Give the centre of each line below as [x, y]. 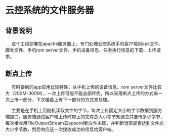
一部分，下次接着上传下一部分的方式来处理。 [65, 100]
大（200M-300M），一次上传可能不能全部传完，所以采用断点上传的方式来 [82, 93]
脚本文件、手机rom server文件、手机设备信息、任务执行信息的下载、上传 [81, 50]
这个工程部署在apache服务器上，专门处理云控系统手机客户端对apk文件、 [87, 44]
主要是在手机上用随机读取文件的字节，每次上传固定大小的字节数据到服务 [87, 110]
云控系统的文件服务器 [50, 10]
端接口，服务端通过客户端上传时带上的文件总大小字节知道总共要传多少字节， [85, 116]
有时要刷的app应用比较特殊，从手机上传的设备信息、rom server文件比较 [87, 87]
